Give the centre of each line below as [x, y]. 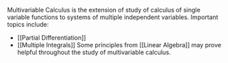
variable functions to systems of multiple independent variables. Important [113, 17]
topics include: [28, 24]
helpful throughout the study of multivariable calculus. [94, 52]
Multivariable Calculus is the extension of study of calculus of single [104, 10]
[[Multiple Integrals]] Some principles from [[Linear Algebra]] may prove [119, 45]
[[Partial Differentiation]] [51, 38]
